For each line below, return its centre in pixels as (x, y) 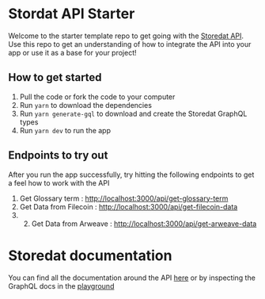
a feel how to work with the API (59, 182)
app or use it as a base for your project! (72, 52)
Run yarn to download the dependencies (86, 105)
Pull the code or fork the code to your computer (97, 97)
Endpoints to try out (58, 155)
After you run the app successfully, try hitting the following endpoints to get (131, 174)
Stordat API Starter (72, 14)
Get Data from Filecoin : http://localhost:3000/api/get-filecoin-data (129, 206)
